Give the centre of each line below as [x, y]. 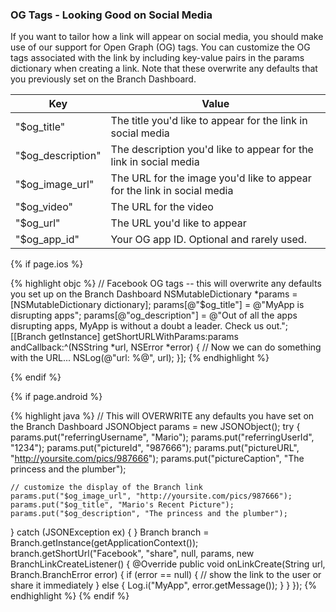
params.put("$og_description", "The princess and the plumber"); [149, 514]
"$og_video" [44, 207]
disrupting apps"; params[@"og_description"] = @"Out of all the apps [154, 315]
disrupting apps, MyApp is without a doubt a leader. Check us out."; [149, 326]
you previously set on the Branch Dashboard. [103, 79]
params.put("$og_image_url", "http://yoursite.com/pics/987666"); [151, 496]
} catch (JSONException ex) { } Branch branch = [110, 532]
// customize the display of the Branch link [106, 488]
